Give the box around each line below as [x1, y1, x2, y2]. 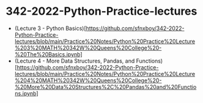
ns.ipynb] [14, 90, 39, 97]
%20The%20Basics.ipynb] [14, 50, 83, 58]
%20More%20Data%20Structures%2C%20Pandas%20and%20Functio [14, 83, 197, 90]
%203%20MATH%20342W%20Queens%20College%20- [14, 44, 162, 51]
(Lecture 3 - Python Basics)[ [14, 25, 86, 32]
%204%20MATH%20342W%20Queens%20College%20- [14, 77, 162, 84]
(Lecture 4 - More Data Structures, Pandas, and [14, 57, 135, 64]
